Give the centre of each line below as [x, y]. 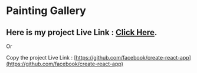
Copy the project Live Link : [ [41, 58]
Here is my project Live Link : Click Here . [82, 32]
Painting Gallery [46, 11]
